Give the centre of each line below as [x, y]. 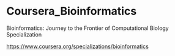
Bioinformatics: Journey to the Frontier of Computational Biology [88, 28]
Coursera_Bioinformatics [72, 11]
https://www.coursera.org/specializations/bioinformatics [77, 46]
